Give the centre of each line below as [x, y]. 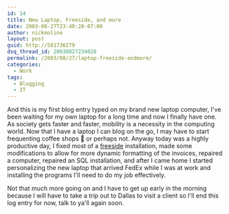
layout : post [26, 39]
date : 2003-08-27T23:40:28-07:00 [55, 26]
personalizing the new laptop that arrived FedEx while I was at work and [109, 168]
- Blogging [29, 84]
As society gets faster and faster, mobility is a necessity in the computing [111, 124]
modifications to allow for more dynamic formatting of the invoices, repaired [115, 153]
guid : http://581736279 [41, 45]
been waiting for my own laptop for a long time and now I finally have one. [112, 117]
